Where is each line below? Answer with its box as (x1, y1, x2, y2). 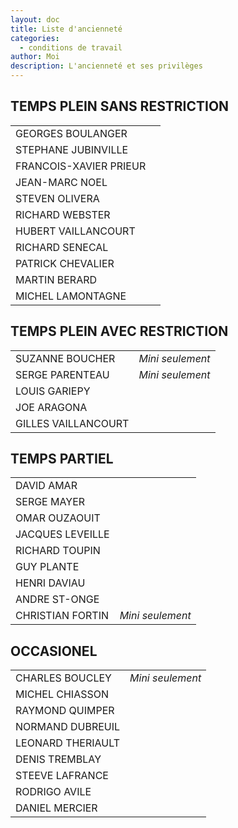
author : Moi (10, 52, 60, 62)
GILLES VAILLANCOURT (15, 416, 130, 430)
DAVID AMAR (15, 479, 78, 493)
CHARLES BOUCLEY (15, 671, 112, 685)
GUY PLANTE (15, 560, 80, 574)
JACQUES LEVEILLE (15, 527, 110, 541)
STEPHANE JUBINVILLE (15, 142, 129, 156)
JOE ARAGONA (15, 400, 88, 414)
